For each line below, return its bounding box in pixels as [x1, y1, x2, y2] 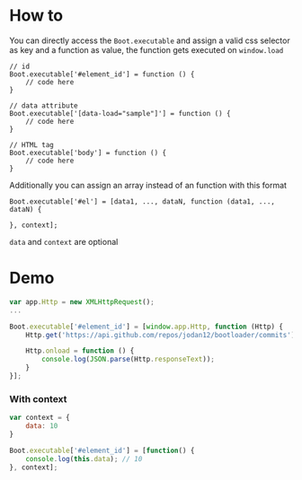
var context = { [9, 414, 70, 423]
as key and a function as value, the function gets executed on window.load [9, 44, 284, 55]
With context [9, 392, 67, 405]
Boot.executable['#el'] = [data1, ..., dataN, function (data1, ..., [9, 196, 276, 206]
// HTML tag [9, 140, 54, 149]
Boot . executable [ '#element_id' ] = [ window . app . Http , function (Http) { [9, 322, 283, 331]
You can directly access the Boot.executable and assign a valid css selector [9, 35, 290, 46]
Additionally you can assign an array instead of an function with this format [9, 179, 288, 190]
